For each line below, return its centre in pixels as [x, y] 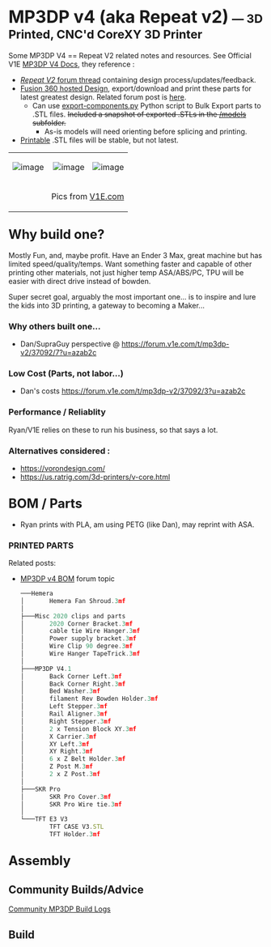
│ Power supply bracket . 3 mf [78, 639]
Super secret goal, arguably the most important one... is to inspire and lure [132, 296]
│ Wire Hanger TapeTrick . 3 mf [80, 654]
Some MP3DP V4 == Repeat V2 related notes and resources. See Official [130, 55]
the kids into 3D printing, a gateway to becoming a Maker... [106, 305]
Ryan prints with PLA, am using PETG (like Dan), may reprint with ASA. [137, 524]
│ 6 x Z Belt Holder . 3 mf [73, 759]
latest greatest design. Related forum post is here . [103, 97]
